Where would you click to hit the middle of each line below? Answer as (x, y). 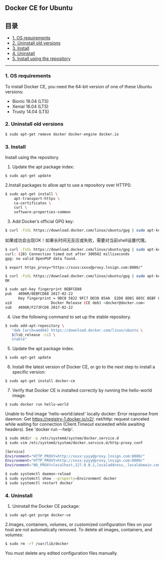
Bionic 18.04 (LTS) (30, 101)
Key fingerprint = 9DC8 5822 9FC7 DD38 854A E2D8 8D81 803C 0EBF (87, 299)
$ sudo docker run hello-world (37, 404)
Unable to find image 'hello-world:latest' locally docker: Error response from (82, 414)
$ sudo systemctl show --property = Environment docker (61, 479)
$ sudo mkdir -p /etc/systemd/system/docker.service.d (62, 438)
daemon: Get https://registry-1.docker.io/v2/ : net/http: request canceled (77, 419)
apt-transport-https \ (37, 199)
